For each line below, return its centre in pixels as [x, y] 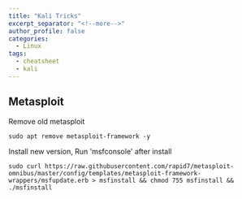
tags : [17, 54]
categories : [28, 39]
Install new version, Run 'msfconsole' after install [90, 151]
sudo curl [25, 166]
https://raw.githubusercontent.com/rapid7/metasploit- [139, 166]
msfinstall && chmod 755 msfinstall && [166, 180]
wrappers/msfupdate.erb [49, 180]
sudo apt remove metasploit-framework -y [80, 136]
